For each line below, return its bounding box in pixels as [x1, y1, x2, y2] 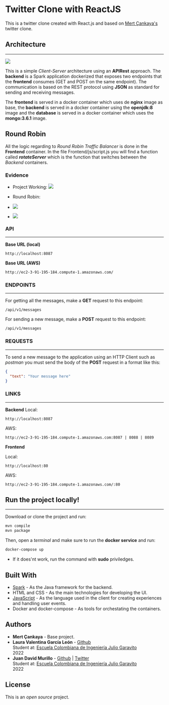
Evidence [5, 172, 29, 179]
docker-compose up [5, 547, 44, 552]
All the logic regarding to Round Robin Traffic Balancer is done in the [5, 143, 148, 149]
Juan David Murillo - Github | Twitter [12, 655, 90, 661]
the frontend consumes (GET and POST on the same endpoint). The [5, 78, 147, 84]
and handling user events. [12, 600, 66, 606]
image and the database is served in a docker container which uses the [5, 110, 154, 116]
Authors [5, 620, 32, 629]
